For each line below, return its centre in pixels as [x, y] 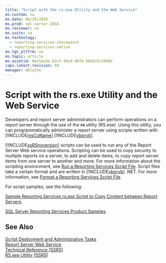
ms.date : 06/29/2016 [27, 19]
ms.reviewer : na [22, 28]
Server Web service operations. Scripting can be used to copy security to [81, 150]
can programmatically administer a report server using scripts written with [81, 130]
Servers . [14, 201]
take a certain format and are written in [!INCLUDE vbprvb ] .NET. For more [81, 171]
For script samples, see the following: [44, 186]
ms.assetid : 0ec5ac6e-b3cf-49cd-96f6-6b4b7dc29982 [59, 61]
